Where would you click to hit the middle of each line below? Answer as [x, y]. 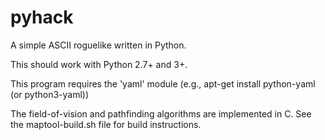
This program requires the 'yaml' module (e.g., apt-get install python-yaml [163, 83]
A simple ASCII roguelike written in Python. [98, 45]
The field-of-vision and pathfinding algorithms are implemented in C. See [161, 113]
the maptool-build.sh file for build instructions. [106, 124]
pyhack [42, 17]
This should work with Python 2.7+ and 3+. [99, 64]
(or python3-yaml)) [50, 94]
